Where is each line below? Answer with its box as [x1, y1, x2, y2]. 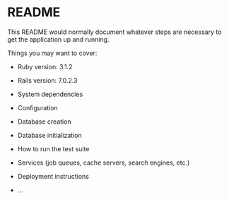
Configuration [17, 103, 58, 112]
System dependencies [17, 90, 83, 98]
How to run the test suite [17, 144, 90, 153]
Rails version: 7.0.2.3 [17, 76, 78, 85]
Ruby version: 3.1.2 [17, 62, 73, 71]
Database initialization [17, 131, 83, 139]
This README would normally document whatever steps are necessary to [7, 28, 222, 36]
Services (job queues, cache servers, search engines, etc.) [17, 158, 190, 167]
